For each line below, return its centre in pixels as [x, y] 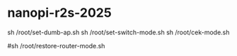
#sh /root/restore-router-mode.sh [56, 45]
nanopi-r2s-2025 [59, 13]
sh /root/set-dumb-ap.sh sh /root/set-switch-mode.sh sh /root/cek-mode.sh [118, 32]
